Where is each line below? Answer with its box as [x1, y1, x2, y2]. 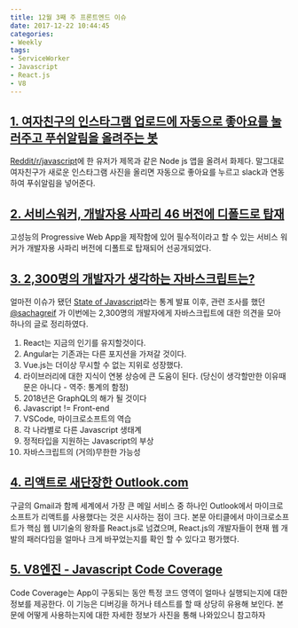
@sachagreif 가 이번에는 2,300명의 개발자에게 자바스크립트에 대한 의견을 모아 [10, 308, 282, 318]
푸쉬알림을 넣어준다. [26, 178, 96, 189]
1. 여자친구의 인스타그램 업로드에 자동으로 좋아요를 [10, 114, 269, 130]
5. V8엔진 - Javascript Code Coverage [10, 562, 223, 577]
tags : [10, 46, 30, 55]
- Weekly [10, 37, 43, 47]
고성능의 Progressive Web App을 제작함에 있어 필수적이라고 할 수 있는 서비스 [10, 232, 278, 242]
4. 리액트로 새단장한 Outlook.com [10, 475, 189, 491]
